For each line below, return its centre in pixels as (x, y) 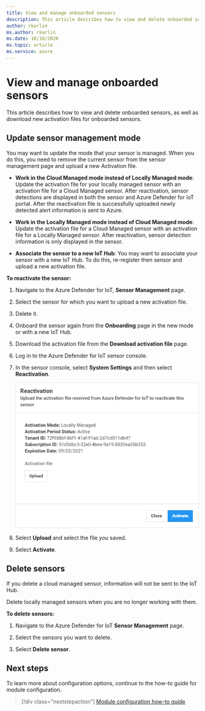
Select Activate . (36, 549)
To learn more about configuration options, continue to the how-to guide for (102, 683)
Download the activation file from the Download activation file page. (102, 344)
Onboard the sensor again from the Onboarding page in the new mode (104, 325)
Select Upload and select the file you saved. (71, 538)
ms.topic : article (30, 45)
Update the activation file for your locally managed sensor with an (98, 184)
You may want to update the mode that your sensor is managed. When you (100, 153)
